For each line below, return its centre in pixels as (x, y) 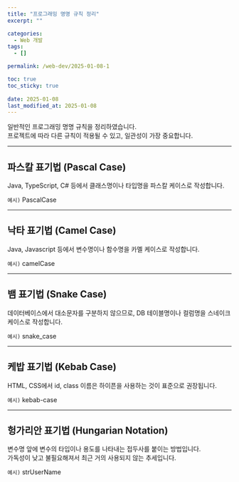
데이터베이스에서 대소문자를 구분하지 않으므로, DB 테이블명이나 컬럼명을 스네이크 (119, 313)
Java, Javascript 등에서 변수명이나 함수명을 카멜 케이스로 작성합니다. (103, 249)
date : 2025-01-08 (33, 99)
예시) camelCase (31, 263)
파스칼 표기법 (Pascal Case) (67, 167)
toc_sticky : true (33, 86)
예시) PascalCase (32, 200)
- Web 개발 (28, 40)
